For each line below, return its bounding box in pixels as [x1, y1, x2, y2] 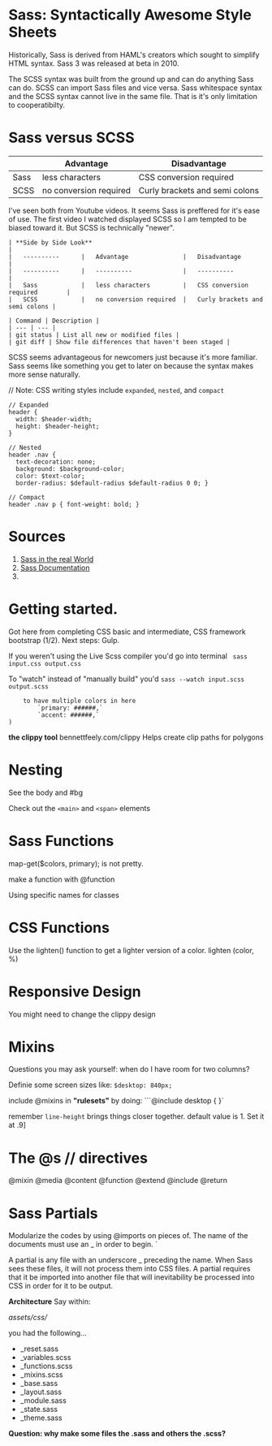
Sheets [8, 23, 57, 41]
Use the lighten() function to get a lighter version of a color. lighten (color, [8, 945, 254, 955]
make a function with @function [8, 874, 115, 884]
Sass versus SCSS [8, 128, 136, 147]
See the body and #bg [8, 788, 84, 797]
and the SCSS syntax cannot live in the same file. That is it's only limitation [8, 91, 257, 101]
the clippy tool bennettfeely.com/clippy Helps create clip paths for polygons [8, 732, 264, 742]
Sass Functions [8, 831, 114, 850]
